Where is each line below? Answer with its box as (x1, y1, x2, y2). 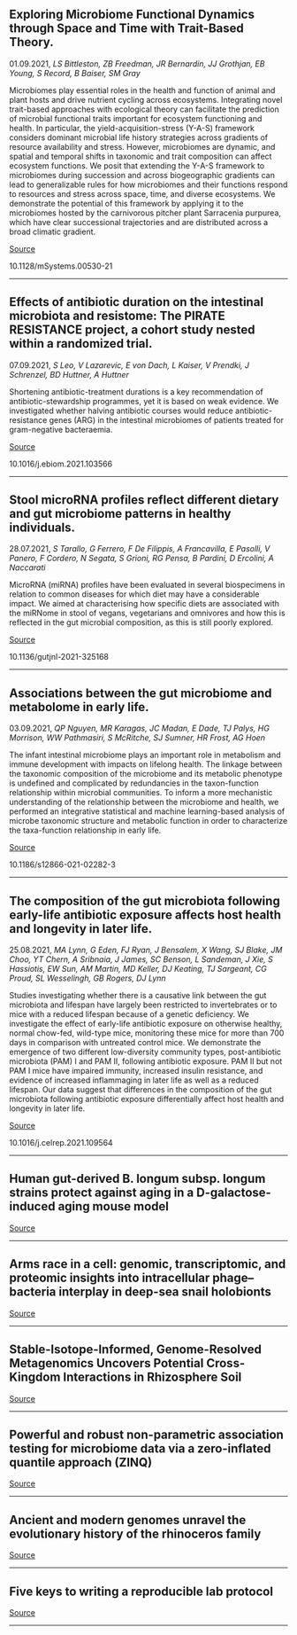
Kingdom (9, 1370, 61, 1385)
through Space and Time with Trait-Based (9, 21, 245, 36)
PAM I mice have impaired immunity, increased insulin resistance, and (9, 1066, 263, 1076)
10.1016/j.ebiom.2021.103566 (9, 458, 113, 469)
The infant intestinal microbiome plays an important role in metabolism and (9, 749, 281, 761)
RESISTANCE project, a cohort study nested (9, 323, 255, 338)
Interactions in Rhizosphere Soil (63, 1370, 242, 1385)
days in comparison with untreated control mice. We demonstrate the (9, 1037, 262, 1048)
